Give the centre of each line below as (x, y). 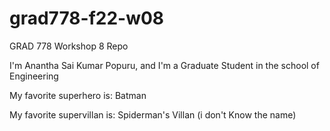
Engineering (34, 76)
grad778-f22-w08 (87, 18)
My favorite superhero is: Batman (78, 95)
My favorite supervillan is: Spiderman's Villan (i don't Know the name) (153, 114)
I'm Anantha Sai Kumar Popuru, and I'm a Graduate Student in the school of (164, 65)
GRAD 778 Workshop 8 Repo (69, 46)
